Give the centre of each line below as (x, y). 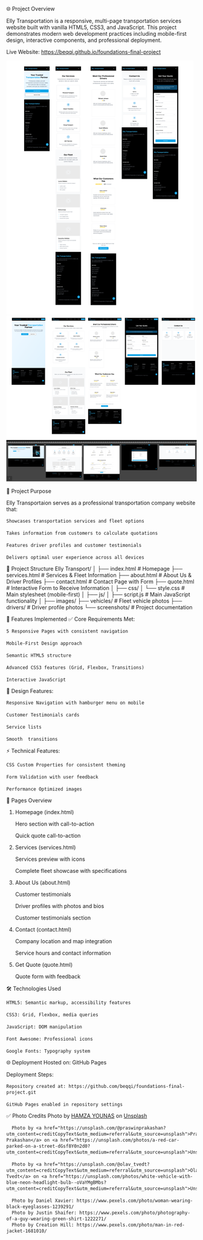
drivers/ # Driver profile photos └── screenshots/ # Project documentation (99, 607)
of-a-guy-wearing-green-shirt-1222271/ (56, 1219)
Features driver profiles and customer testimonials (74, 545)
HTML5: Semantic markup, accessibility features (69, 1003)
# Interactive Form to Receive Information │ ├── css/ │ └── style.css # (96, 588)
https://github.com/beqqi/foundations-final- (127, 1086)
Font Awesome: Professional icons (50, 1039)
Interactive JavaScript (36, 680)
